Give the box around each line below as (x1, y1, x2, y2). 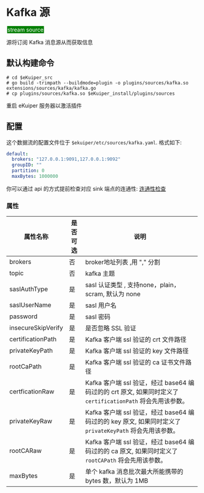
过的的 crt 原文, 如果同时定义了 (90, 388, 179, 396)
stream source (7, 25, 44, 33)
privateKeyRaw (9, 417, 53, 426)
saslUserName (9, 301, 52, 310)
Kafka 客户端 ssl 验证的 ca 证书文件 (84, 358, 186, 367)
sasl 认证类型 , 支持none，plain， (84, 280, 180, 289)
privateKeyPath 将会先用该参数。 (84, 426, 179, 435)
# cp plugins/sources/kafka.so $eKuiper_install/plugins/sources (6, 90, 175, 97)
